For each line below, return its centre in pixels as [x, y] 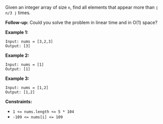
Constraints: [19, 101]
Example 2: [17, 55]
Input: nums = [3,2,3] [29, 42]
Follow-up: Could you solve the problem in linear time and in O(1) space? [81, 23]
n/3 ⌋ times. [18, 13]
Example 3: [17, 78]
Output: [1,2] [20, 92]
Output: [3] [18, 46]
